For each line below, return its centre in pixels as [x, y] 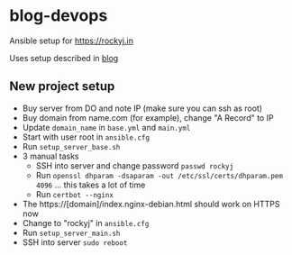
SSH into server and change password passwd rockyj [135, 165]
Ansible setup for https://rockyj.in [71, 41]
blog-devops [59, 16]
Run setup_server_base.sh [71, 146]
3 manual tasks [50, 156]
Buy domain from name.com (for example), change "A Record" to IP [148, 117]
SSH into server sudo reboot [75, 242]
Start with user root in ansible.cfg [86, 137]
